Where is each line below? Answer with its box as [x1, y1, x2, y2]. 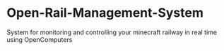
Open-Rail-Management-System [6, 5, 204, 21]
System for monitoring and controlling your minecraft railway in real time [6, 28, 217, 36]
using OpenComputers [6, 35, 73, 43]
